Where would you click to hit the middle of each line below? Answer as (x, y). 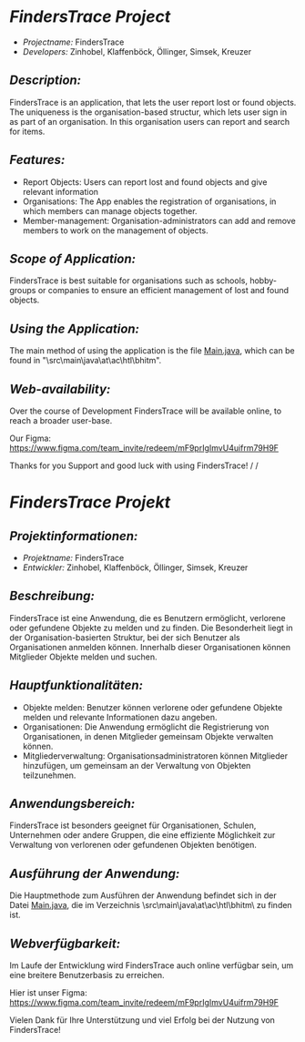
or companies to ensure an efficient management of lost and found (163, 291)
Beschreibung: (52, 596)
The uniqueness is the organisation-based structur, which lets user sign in (148, 112)
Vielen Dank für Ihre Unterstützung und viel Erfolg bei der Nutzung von (142, 1020)
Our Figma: (30, 438)
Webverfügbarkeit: (65, 943)
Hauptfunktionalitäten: (76, 685)
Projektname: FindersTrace (73, 558)
